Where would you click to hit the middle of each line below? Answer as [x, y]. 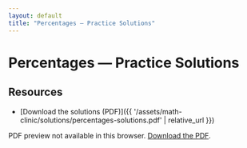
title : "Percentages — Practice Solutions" [82, 23]
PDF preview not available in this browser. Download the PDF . [110, 135]
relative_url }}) [191, 120]
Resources [36, 92]
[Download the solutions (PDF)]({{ [76, 111]
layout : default [35, 16]
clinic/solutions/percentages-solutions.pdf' [91, 120]
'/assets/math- [158, 111]
